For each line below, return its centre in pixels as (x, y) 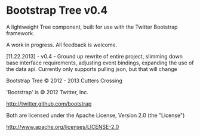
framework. (20, 33)
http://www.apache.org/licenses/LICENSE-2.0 (63, 126)
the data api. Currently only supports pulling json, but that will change (92, 69)
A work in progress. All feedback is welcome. (62, 45)
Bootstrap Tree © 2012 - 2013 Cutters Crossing (64, 81)
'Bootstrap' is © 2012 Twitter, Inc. (47, 92)
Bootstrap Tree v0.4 (57, 10)
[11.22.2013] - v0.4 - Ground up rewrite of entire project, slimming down (95, 56)
